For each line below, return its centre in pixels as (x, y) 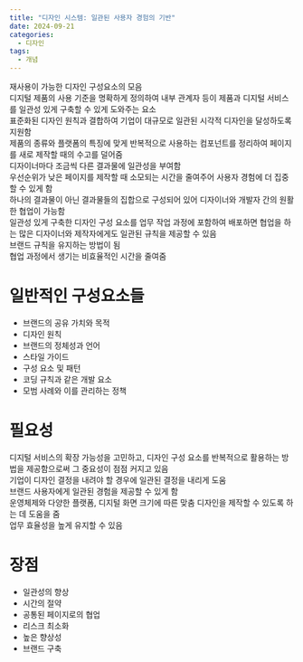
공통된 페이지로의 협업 (62, 614)
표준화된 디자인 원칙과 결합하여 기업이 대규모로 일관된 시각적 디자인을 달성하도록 (151, 120)
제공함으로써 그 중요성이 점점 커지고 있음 (97, 468)
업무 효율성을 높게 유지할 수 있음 (66, 525)
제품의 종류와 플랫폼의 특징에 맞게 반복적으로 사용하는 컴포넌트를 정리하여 (139, 143)
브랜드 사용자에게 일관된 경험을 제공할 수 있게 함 (94, 491)
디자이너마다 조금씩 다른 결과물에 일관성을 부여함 (95, 165)
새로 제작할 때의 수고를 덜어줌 (71, 154)
